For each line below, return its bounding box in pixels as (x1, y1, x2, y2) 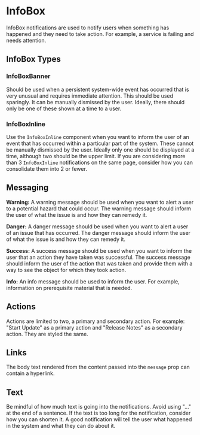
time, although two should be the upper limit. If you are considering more (6, 152, 186, 159)
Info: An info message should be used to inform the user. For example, (6, 277, 180, 285)
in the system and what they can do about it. (6, 422, 116, 430)
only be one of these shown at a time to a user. (6, 105, 122, 112)
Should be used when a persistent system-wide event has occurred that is (6, 86, 189, 93)
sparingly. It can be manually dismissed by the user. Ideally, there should (6, 98, 185, 105)
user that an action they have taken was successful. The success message (6, 253, 191, 261)
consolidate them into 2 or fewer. (6, 165, 88, 172)
